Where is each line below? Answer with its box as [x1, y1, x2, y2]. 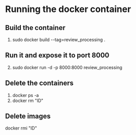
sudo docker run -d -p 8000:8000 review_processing [12, 64, 123, 70]
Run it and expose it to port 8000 [5, 51, 110, 59]
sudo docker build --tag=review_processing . [12, 36, 106, 42]
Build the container [5, 23, 66, 32]
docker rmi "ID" [5, 125, 37, 131]
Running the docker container [5, 3, 131, 15]
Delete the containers [5, 79, 74, 87]
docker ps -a [12, 92, 39, 98]
